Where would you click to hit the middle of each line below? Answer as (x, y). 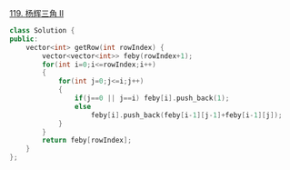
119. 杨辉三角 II (37, 13)
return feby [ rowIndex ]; (87, 140)
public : (24, 39)
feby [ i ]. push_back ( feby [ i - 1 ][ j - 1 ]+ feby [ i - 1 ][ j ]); (186, 115)
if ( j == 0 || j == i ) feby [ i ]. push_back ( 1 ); (152, 98)
